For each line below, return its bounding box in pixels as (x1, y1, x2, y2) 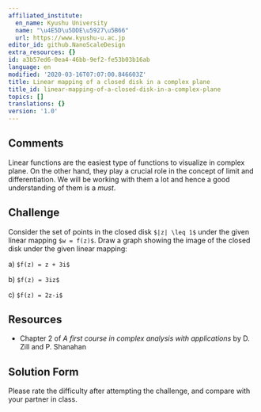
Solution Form (8, 365, 79, 379)
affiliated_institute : (8, 11, 83, 20)
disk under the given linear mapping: (8, 243, 128, 254)
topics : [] (8, 93, 44, 101)
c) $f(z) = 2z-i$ (8, 290, 63, 299)
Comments (8, 136, 64, 151)
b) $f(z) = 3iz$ (8, 274, 60, 284)
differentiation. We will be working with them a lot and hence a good (8, 174, 230, 184)
